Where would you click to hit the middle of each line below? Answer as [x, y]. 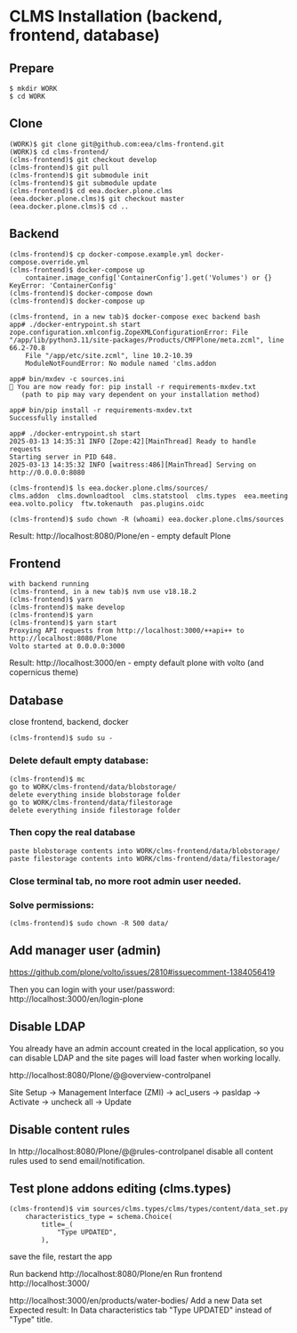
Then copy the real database [72, 833]
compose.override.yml [49, 262]
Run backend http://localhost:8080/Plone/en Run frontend [116, 1274]
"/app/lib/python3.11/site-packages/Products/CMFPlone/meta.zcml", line [147, 340]
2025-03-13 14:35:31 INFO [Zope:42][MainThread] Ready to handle [132, 441]
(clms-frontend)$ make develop [67, 607]
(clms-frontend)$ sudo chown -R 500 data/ [89, 923]
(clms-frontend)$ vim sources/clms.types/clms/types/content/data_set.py [149, 1209]
